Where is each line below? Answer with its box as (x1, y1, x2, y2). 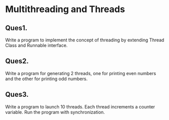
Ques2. (5, 57, 29, 66)
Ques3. (5, 90, 29, 99)
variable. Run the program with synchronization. (5, 109, 105, 115)
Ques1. (5, 24, 28, 32)
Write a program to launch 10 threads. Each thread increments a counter (5, 103, 155, 109)
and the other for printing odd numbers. (5, 76, 88, 82)
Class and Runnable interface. (5, 42, 68, 48)
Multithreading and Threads (5, 4, 125, 15)
